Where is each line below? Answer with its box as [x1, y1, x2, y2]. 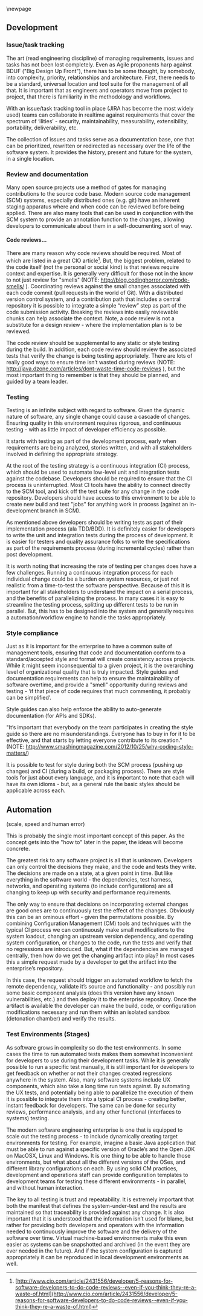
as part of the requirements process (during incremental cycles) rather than [6, 544, 195, 552]
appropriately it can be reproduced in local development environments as [6, 1253, 189, 1260]
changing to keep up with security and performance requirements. [6, 889, 172, 896]
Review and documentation [6, 170, 89, 178]
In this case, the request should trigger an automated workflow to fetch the [6, 976, 193, 984]
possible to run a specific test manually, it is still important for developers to [6, 1063, 195, 1070]
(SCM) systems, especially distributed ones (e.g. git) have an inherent [6, 196, 180, 204]
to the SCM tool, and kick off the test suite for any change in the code [6, 488, 179, 495]
